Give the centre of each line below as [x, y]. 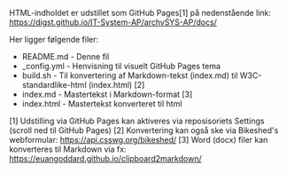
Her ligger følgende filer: [54, 39]
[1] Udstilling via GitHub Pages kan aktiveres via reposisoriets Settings [137, 121]
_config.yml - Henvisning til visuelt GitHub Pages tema [121, 66]
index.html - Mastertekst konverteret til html [102, 104]
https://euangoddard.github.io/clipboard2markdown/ [105, 158]
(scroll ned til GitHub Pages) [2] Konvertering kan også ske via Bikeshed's [144, 130]
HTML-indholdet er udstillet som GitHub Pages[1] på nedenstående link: [140, 13]
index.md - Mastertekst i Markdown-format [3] [107, 94]
